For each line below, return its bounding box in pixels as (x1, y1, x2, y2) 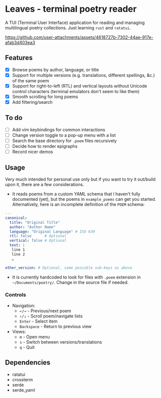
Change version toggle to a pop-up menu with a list (12, 132, 116, 138)
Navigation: (12, 303, 36, 308)
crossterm (12, 376, 33, 382)
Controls (5, 291, 26, 298)
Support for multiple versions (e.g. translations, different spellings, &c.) (12, 72, 155, 78)
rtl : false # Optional (9, 234, 67, 238)
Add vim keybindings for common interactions (12, 126, 105, 133)
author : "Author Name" (9, 224, 56, 230)
